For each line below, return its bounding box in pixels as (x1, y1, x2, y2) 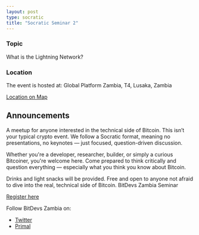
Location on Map (6, 93, 48, 100)
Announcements (6, 111, 70, 121)
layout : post (6, 8, 39, 15)
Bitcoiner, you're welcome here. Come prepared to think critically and (6, 157, 177, 164)
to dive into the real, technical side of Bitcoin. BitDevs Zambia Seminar (6, 181, 179, 188)
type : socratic (6, 14, 44, 20)
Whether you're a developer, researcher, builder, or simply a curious (6, 151, 173, 158)
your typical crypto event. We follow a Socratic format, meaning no (6, 133, 171, 140)
